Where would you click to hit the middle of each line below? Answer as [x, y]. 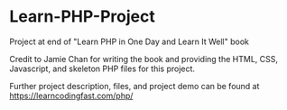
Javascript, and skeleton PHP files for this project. [102, 69]
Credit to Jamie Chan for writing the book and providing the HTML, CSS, [143, 59]
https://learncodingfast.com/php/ [71, 96]
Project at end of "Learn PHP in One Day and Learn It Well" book [130, 41]
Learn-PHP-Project [82, 17]
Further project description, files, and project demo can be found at [134, 86]
